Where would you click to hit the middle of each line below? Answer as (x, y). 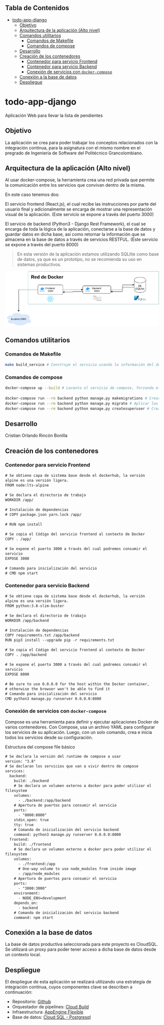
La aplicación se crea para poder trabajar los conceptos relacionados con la (82, 142)
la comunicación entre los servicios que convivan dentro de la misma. (75, 185)
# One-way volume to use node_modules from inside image (77, 869)
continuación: (19, 992)
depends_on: (26, 903)
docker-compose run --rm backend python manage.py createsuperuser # (77, 408)
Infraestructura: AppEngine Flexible (48, 1012)
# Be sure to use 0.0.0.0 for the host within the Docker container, (77, 684)
